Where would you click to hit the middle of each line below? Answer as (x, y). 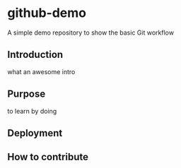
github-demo (47, 13)
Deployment (35, 133)
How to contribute (48, 157)
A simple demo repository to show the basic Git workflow (91, 32)
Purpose (27, 94)
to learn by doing (32, 111)
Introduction (35, 55)
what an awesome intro (41, 71)
